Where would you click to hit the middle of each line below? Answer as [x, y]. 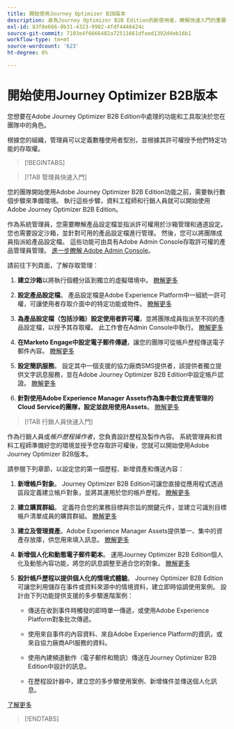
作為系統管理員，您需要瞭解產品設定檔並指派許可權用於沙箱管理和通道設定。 [117, 224]
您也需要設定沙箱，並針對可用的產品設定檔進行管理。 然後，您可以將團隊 [112, 233]
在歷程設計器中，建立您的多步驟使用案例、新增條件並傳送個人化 [119, 681]
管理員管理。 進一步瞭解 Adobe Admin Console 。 [84, 250]
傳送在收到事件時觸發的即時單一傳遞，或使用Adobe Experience [118, 610]
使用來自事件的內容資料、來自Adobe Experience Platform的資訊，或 [125, 634]
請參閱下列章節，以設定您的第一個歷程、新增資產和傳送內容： [96, 468]
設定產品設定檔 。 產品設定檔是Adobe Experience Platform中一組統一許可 [122, 295]
